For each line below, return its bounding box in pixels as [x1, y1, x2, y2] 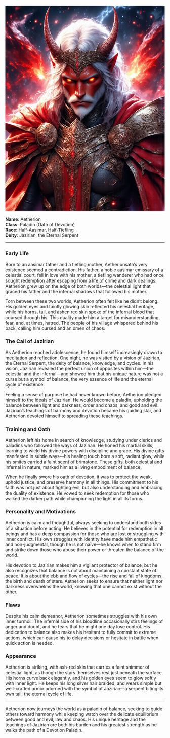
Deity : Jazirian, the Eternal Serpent [5, 232, 79, 238]
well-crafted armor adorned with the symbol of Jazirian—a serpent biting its [5, 686, 164, 692]
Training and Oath [5, 426, 51, 433]
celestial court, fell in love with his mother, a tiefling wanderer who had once [5, 272, 164, 278]
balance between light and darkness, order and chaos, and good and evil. [5, 402, 159, 408]
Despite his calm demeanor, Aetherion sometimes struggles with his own [5, 613, 157, 619]
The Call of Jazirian [5, 338, 54, 345]
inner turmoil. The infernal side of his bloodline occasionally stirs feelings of [5, 618, 163, 624]
